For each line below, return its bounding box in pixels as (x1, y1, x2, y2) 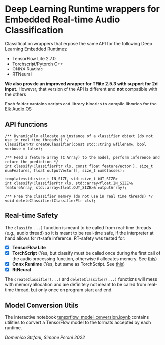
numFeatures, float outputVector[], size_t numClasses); (5, 168, 125, 173)
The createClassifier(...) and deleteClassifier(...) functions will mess (5, 276, 158, 282)
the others (5, 91, 26, 97)
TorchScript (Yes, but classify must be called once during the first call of (12, 250, 161, 256)
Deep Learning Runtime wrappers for (5, 3, 160, 15)
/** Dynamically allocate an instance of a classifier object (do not (5, 133, 153, 138)
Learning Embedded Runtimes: (5, 46, 68, 52)
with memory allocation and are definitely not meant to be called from (5, 281, 147, 287)
